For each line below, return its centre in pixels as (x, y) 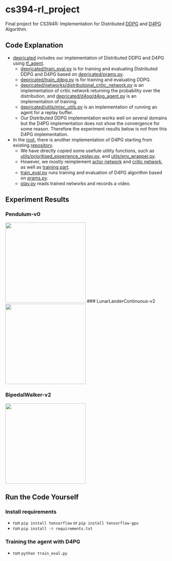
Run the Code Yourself (42, 497)
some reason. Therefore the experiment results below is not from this (94, 129)
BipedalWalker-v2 (28, 395)
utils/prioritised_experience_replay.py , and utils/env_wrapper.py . (88, 156)
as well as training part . (45, 167)
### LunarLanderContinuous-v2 (121, 301)
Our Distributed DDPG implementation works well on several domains (94, 118)
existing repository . (33, 145)
